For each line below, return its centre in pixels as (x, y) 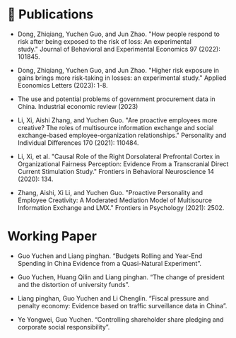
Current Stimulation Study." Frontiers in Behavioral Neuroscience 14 (116, 171)
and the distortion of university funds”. (73, 284)
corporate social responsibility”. (64, 327)
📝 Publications (51, 14)
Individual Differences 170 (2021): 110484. (78, 142)
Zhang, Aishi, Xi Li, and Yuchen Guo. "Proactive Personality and (110, 192)
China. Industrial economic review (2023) (78, 106)
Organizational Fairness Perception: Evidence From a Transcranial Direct (123, 164)
